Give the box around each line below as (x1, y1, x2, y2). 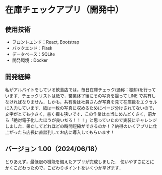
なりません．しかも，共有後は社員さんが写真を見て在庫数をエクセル (21, 99, 158, 105)
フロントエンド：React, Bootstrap (12, 39, 80, 45)
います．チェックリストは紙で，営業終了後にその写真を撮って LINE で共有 (5, 93, 152, 99)
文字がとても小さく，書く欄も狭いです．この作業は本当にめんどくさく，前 (5, 111, 152, 117)
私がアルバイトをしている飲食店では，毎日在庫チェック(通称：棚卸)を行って (5, 87, 156, 92)
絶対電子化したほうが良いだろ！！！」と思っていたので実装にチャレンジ (13, 117, 157, 123)
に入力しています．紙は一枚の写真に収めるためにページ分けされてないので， (5, 105, 157, 111)
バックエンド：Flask (12, 45, 53, 51)
